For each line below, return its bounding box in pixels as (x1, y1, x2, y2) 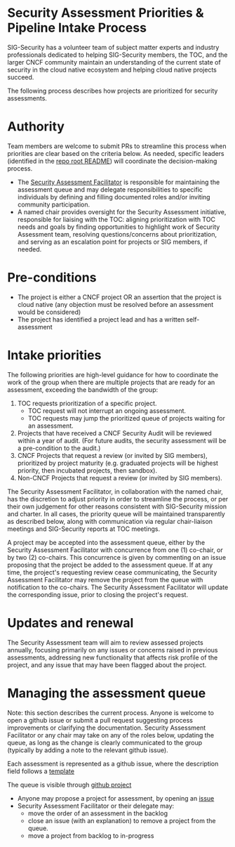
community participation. (17, 200, 90, 209)
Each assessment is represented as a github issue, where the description (7, 759, 219, 768)
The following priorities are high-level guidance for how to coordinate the (7, 370, 219, 379)
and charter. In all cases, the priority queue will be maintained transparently (7, 509, 226, 518)
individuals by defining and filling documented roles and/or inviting (17, 192, 210, 201)
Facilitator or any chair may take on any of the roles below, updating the (7, 730, 215, 739)
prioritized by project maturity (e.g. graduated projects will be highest (17, 459, 219, 467)
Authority (7, 119, 65, 135)
